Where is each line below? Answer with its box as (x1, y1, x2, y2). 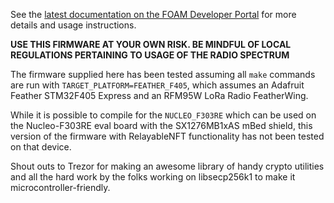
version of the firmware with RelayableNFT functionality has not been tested (10, 130, 325, 142)
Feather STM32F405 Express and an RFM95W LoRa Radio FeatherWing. (10, 90, 309, 101)
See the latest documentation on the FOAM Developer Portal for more (10, 9, 297, 20)
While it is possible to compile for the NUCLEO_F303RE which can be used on (10, 109, 317, 121)
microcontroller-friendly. (10, 182, 111, 193)
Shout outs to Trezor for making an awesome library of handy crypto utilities (10, 160, 325, 172)
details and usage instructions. (10, 19, 137, 31)
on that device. (10, 141, 72, 153)
